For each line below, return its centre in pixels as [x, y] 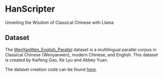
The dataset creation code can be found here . [51, 69]
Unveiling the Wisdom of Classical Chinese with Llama [60, 22]
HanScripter [30, 9]
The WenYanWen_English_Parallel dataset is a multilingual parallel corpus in [81, 49]
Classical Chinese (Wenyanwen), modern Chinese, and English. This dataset [81, 55]
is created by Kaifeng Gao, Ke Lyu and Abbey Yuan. [57, 60]
